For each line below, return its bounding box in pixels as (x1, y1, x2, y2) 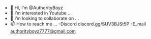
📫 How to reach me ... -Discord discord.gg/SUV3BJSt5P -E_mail (10, 21, 146, 27)
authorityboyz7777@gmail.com (10, 28, 76, 34)
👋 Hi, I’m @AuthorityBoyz (10, 5, 64, 10)
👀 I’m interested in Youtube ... (10, 10, 72, 16)
